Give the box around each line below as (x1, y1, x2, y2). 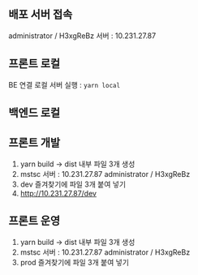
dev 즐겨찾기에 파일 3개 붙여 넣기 (19, 179, 127, 189)
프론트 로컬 (8, 57, 61, 71)
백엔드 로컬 (8, 106, 61, 120)
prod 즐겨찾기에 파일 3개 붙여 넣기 (19, 257, 130, 267)
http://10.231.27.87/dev (19, 188, 97, 198)
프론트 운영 (8, 214, 61, 228)
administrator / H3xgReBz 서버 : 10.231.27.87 (8, 31, 157, 41)
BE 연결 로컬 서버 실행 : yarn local (8, 79, 120, 89)
